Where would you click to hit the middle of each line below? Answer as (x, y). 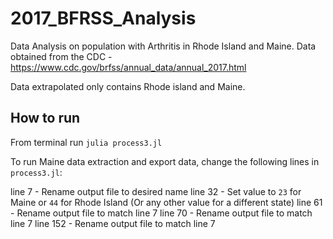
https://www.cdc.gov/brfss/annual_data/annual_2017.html (128, 67)
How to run (45, 118)
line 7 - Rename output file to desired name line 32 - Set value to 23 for (156, 191)
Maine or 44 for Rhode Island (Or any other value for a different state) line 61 (166, 202)
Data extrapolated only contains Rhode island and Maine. (128, 86)
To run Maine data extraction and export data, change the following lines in (165, 161)
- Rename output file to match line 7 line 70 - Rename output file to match (161, 213)
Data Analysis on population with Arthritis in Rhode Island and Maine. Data (163, 46)
